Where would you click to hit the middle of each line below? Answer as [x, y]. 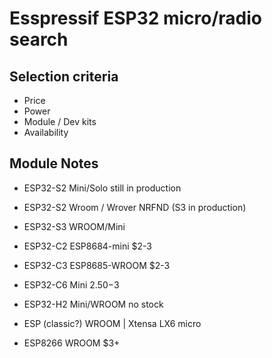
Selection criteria [64, 76]
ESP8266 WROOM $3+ [72, 343]
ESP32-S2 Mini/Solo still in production [102, 188]
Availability [46, 132]
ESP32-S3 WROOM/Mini [74, 226]
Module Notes [54, 163]
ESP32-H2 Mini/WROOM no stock [93, 304]
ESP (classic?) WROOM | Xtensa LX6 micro [112, 323]
